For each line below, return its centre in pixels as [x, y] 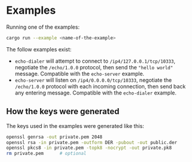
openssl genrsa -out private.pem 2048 [54, 137]
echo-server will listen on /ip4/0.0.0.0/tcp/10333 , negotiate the [93, 80]
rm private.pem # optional [46, 154]
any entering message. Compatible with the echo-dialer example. [96, 93]
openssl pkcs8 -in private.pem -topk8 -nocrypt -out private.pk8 [89, 148]
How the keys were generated [63, 111]
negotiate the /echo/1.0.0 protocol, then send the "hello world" [94, 67]
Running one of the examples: [43, 27]
